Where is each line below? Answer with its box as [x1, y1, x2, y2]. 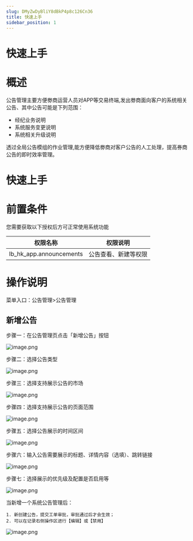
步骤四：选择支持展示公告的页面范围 [6, 403, 94, 410]
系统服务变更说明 [14, 123, 56, 131]
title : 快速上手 [6, 14, 42, 20]
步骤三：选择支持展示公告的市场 [6, 380, 83, 387]
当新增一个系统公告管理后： [6, 499, 73, 506]
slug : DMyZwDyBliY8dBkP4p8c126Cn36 [6, 8, 93, 15]
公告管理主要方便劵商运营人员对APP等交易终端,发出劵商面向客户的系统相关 [6, 96, 188, 103]
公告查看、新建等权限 [89, 250, 148, 258]
